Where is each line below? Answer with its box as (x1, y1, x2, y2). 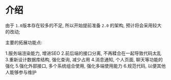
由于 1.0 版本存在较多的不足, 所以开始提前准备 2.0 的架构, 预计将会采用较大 (5, 22, 162, 28)
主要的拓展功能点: (5, 39, 43, 46)
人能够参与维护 (5, 69, 37, 75)
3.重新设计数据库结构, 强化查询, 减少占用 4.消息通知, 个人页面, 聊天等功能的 (5, 56, 163, 62)
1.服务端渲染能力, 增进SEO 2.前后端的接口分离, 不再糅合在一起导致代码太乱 (5, 50, 162, 56)
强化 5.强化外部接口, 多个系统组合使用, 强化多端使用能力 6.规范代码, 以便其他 (5, 63, 166, 69)
